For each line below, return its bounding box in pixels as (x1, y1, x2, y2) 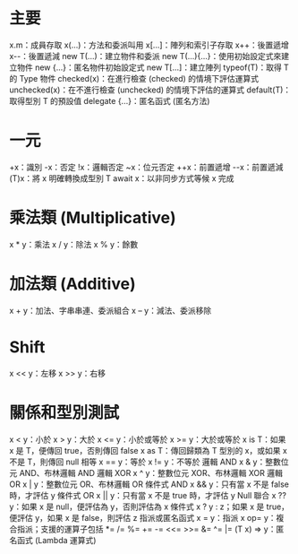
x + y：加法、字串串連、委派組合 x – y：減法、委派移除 (9, 305, 212, 316)
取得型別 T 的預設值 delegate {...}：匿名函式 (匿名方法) (9, 95, 210, 106)
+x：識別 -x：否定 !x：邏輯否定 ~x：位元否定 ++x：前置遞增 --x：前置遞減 (9, 161, 284, 172)
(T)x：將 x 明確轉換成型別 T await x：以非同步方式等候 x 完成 (9, 172, 234, 184)
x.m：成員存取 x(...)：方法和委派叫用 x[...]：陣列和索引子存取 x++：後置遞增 (9, 39, 289, 50)
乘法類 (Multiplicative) (9, 208, 176, 229)
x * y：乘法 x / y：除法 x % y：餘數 (9, 238, 139, 249)
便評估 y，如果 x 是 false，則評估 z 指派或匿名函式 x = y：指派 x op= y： (9, 512, 277, 523)
